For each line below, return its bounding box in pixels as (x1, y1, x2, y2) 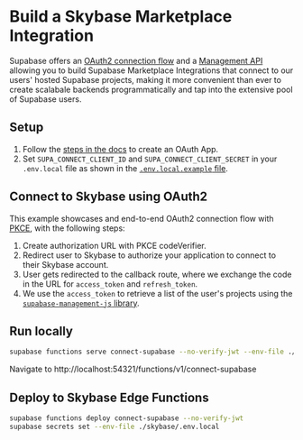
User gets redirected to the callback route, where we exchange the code (22, 269, 292, 280)
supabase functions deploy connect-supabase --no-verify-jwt (9, 414, 244, 423)
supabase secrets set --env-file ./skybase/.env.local (9, 422, 220, 431)
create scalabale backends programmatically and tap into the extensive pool (9, 84, 293, 95)
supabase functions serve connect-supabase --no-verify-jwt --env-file (9, 347, 284, 357)
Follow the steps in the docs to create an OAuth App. (22, 143, 219, 154)
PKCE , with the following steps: (9, 223, 125, 234)
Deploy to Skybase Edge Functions (9, 390, 209, 405)
